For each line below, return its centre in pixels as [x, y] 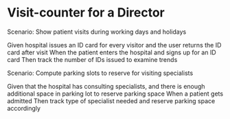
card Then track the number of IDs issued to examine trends [92, 59]
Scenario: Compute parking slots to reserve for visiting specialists [100, 73]
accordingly [24, 108]
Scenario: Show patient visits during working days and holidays [97, 32]
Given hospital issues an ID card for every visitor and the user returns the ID [114, 45]
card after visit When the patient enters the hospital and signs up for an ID [112, 52]
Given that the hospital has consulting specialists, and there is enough [106, 86]
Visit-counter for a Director [86, 13]
